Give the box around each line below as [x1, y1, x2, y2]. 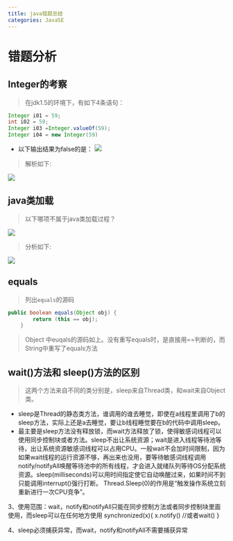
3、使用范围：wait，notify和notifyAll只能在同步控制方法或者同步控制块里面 [8, 503, 221, 511]
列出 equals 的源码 [24, 295, 75, 303]
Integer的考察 [8, 78, 68, 90]
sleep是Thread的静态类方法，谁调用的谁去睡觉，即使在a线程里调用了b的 [17, 410, 225, 418]
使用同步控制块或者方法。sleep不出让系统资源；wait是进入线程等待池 [17, 435, 216, 444]
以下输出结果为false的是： [17, 145, 93, 153]
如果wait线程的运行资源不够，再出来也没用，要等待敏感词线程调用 [17, 453, 207, 462]
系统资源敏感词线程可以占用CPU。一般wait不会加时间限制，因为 [42, 444, 225, 453]
